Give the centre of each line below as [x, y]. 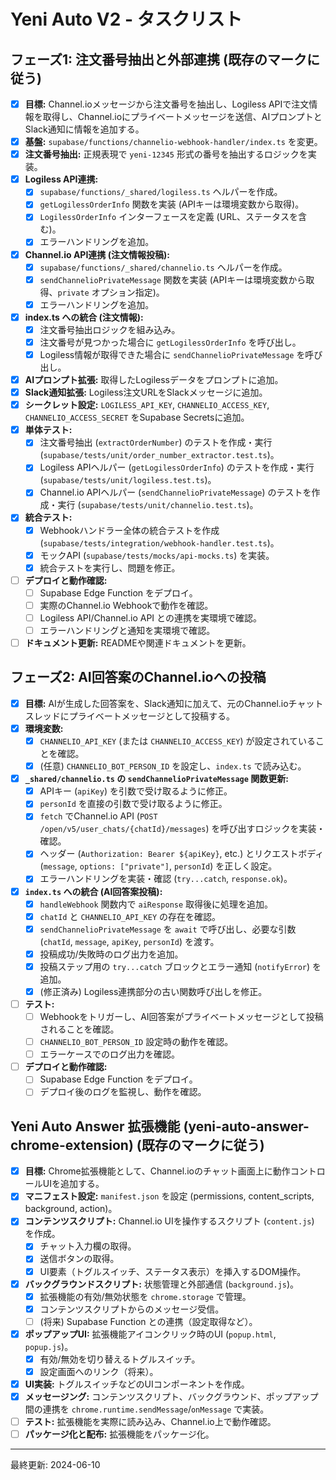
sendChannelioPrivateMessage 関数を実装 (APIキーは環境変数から [173, 279]
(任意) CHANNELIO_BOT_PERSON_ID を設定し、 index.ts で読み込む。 [173, 766]
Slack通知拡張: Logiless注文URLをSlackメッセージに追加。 [146, 392]
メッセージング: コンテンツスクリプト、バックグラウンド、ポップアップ [171, 1397]
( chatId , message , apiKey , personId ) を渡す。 [129, 941]
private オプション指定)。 [111, 292]
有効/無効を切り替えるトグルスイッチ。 [120, 1359]
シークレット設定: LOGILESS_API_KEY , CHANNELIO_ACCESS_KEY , [147, 405]
